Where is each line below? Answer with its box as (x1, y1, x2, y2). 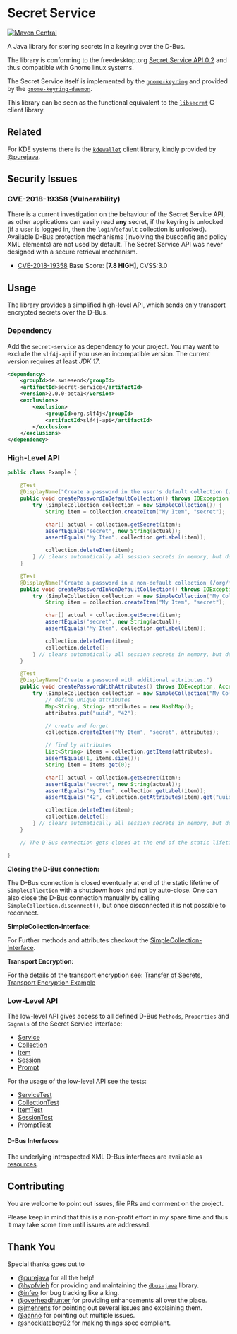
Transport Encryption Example (7, 978, 96, 987)
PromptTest (17, 1121, 51, 1129)
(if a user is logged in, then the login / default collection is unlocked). (7, 225, 207, 234)
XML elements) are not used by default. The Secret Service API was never (7, 240, 224, 249)
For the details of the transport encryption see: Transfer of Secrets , (7, 971, 202, 979)
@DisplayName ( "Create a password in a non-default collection (20, 579, 207, 586)
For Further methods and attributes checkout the (7, 935, 149, 944)
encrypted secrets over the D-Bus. (7, 308, 108, 317)
